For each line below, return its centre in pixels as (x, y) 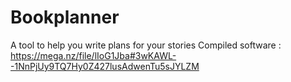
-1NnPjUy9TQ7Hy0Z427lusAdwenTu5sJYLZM (105, 66)
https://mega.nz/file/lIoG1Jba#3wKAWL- (93, 55)
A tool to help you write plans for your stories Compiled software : (146, 45)
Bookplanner (65, 17)
